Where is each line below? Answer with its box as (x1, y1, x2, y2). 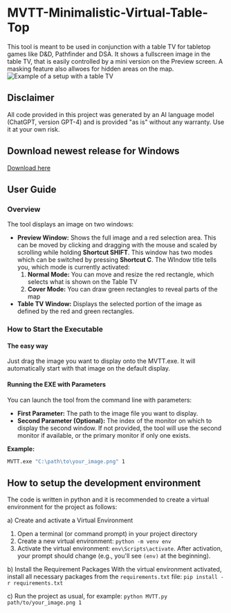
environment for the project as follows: (7, 503, 118, 511)
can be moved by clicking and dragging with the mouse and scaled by (17, 241, 218, 249)
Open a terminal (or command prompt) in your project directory (17, 530, 198, 538)
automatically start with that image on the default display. (7, 364, 171, 373)
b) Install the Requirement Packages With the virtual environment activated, (7, 565, 222, 574)
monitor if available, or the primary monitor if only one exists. (17, 431, 191, 439)
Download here (7, 163, 50, 172)
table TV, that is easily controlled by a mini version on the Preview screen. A (7, 57, 223, 65)
